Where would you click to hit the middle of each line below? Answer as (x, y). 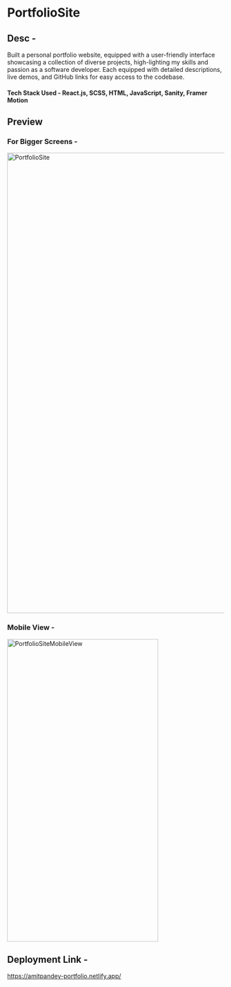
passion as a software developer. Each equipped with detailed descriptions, (114, 70)
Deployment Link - (48, 959)
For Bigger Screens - (42, 141)
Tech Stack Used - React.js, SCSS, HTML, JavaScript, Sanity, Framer (108, 93)
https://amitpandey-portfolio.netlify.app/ (64, 976)
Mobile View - (31, 627)
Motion (18, 100)
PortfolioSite (44, 13)
